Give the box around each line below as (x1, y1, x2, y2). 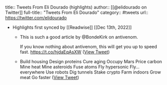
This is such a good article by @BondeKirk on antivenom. (19, 34, 138, 40)
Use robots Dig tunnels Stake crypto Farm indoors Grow (45, 69, 161, 75)
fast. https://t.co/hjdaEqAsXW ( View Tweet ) (19, 49, 110, 55)
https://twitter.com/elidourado (5, 15, 67, 20)
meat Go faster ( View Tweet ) (19, 75, 79, 80)
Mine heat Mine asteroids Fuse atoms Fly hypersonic (19, 64, 129, 70)
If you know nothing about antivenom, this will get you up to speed (19, 44, 157, 49)
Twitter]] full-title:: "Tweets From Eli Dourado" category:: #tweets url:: (5, 9, 148, 15)
